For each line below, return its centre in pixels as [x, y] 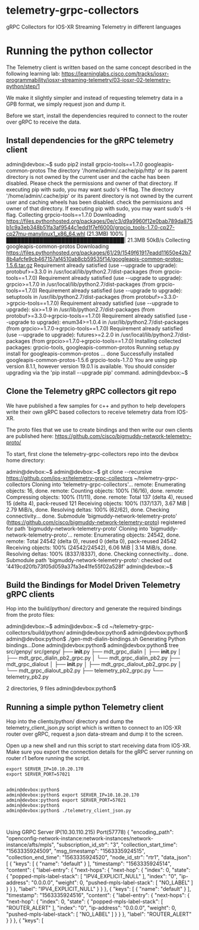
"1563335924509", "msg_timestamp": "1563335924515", [76, 851]
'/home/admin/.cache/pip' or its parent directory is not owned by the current [99, 196]
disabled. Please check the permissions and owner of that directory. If [92, 183]
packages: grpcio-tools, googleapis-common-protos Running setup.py [93, 347]
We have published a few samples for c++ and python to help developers [96, 405]
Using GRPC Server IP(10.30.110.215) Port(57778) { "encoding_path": [90, 832]
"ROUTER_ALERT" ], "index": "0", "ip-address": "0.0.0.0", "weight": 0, [91, 908]
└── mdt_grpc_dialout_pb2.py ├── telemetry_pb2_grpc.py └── [85, 671]
